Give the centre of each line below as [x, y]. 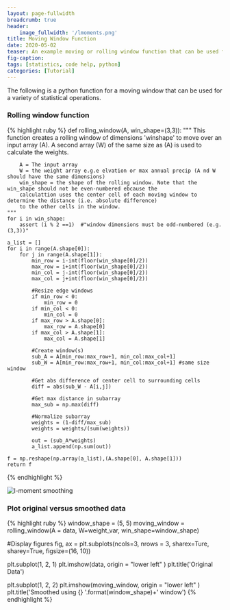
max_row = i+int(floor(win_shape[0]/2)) [90, 267]
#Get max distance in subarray [76, 398]
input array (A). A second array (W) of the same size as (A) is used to [104, 145]
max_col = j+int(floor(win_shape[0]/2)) [90, 278]
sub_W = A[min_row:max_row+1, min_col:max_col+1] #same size [121, 363]
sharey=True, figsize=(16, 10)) [49, 551]
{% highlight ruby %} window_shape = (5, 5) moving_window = [96, 523]
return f [20, 464]
